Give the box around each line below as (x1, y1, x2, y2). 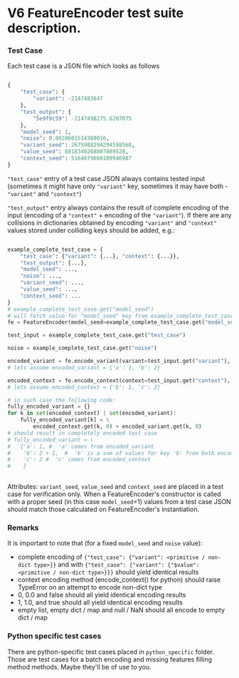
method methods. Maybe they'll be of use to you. (7, 662, 152, 671)
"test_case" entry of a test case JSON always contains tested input (7, 174, 206, 183)
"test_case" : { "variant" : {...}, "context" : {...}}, (20, 252, 180, 260)
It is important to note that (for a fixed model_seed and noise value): (7, 539, 203, 548)
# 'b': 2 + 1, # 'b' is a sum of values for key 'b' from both (7, 449, 215, 457)
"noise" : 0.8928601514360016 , (20, 135, 110, 142)
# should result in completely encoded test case (7, 429, 158, 436)
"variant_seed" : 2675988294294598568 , (20, 141, 135, 149)
